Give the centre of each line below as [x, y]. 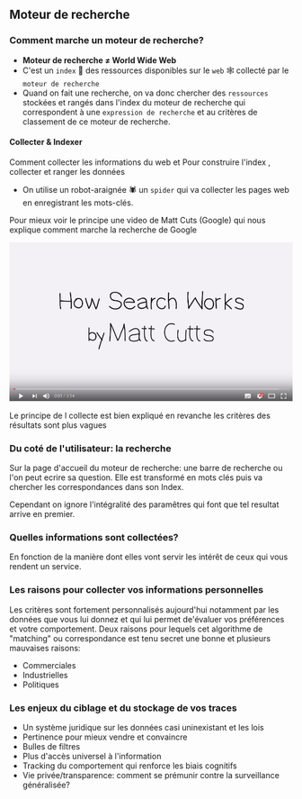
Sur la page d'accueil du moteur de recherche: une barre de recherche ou [146, 468]
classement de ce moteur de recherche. [96, 122]
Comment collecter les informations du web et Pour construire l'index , [140, 162]
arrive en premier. [42, 514]
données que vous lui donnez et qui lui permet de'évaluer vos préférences [147, 619]
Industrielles [45, 675]
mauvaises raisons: [45, 648]
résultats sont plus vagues [58, 425]
